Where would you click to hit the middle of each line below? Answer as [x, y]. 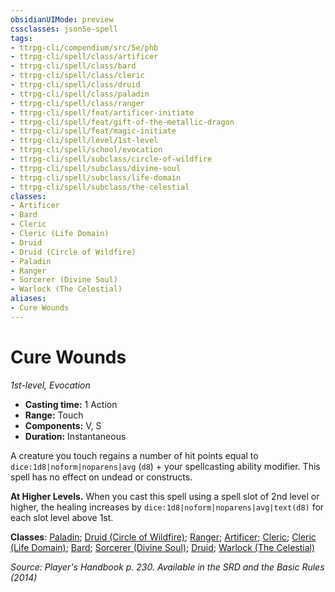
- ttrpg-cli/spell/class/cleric [77, 76]
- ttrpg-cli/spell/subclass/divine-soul [96, 168]
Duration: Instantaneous [75, 436]
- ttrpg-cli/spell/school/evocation [86, 150]
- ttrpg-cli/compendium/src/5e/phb [84, 47]
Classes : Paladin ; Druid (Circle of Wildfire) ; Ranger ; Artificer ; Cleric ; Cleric [163, 537]
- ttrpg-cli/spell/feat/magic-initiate [93, 131]
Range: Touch [54, 415]
